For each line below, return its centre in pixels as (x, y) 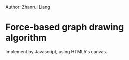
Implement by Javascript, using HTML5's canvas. (56, 51)
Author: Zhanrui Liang (28, 7)
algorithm (26, 38)
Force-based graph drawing (65, 27)
